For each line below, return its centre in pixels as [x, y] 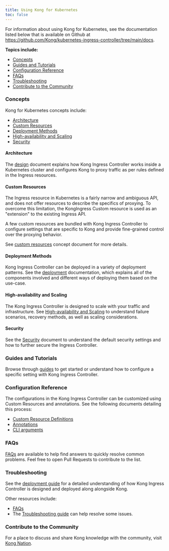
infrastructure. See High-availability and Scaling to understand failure [77, 311]
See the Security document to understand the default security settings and [83, 340]
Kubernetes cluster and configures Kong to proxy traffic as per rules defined [84, 170]
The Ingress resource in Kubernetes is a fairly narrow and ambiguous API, [82, 198]
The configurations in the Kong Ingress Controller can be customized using [83, 399]
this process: [19, 409]
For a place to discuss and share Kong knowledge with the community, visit [84, 538]
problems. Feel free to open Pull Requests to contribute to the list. [73, 459]
